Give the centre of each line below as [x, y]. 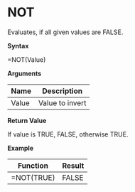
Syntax [18, 46]
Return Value [27, 120]
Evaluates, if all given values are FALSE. [65, 32]
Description [63, 91]
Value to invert [62, 102]
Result [73, 166]
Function [33, 166]
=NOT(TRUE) [33, 177]
